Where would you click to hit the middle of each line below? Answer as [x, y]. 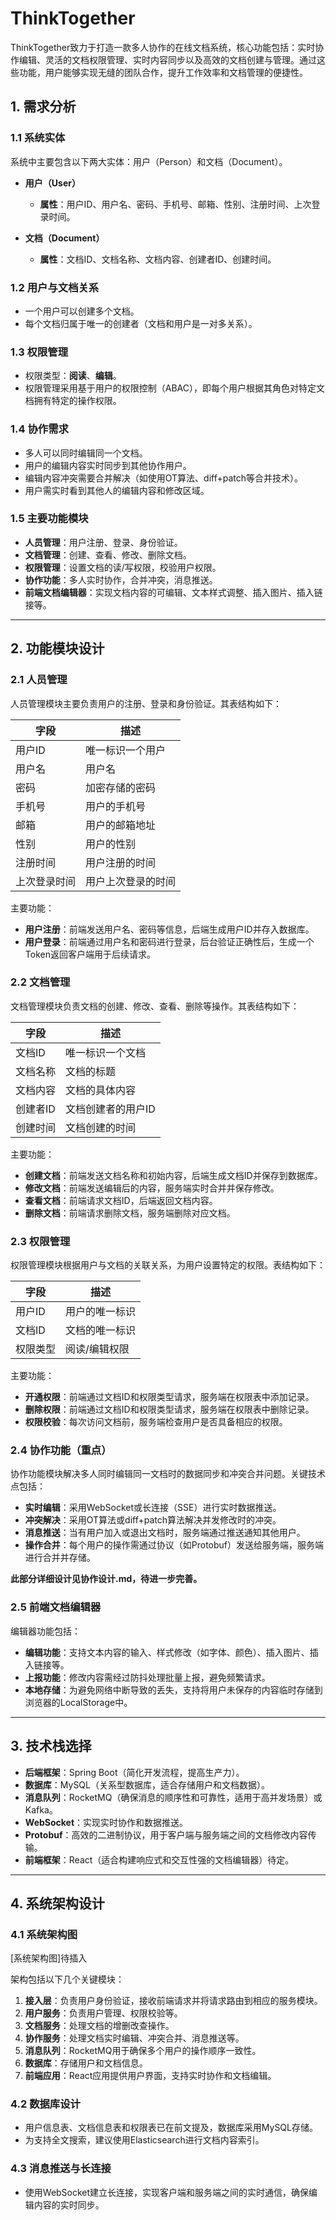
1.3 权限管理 [39, 352]
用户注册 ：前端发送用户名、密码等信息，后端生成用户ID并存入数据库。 [169, 929]
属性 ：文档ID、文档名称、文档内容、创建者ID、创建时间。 [158, 259]
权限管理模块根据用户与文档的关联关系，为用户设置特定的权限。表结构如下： [168, 1265]
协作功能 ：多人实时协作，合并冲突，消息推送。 [121, 579]
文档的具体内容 [101, 1090]
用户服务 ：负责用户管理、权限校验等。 [103, 2013]
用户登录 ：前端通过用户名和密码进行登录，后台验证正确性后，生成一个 [169, 941]
